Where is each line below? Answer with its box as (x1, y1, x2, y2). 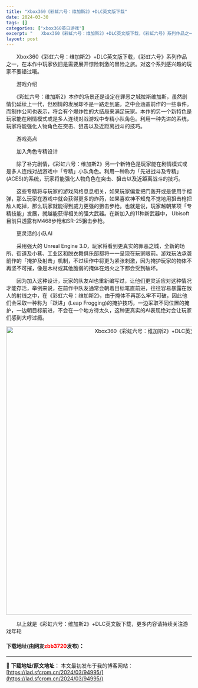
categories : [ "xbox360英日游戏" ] (6, 25, 85, 31)
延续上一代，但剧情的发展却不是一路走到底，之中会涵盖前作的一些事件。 (16, 101, 192, 107)
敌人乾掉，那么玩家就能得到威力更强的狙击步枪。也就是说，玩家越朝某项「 (6, 202, 187, 209)
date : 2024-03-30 (6, 14, 49, 20)
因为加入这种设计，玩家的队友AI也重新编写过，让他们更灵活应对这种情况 (16, 277, 192, 284)
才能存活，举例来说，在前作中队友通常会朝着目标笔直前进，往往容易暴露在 (6, 285, 187, 292)
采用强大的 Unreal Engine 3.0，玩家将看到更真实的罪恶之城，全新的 (16, 243, 180, 249)
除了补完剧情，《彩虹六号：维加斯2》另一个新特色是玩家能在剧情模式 (16, 160, 183, 167)
